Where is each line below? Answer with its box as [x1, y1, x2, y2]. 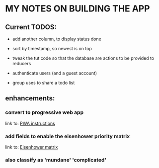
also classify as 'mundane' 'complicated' [5, 156, 107, 163]
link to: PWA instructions [5, 120, 56, 126]
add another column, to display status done [12, 36, 102, 42]
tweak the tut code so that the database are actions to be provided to [12, 55, 155, 61]
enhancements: [5, 94, 55, 102]
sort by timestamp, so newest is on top [12, 46, 92, 51]
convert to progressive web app [5, 109, 83, 116]
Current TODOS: [5, 23, 57, 31]
